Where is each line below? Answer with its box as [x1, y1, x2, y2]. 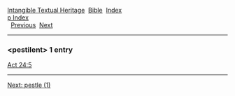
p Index [7, 13, 29, 22]
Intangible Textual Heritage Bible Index [7, 6, 122, 14]
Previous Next [10, 21, 53, 29]
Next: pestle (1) [7, 81, 51, 90]
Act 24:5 [7, 61, 32, 69]
